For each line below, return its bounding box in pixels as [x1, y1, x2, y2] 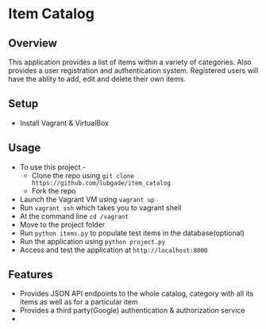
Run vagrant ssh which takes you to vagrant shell [19, 203, 182, 212]
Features [8, 268, 53, 281]
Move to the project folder [19, 220, 106, 229]
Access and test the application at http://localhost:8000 [19, 245, 208, 254]
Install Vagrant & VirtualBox [19, 118, 110, 128]
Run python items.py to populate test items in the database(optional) [19, 228, 245, 238]
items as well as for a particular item [19, 297, 139, 307]
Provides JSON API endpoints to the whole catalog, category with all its [19, 289, 254, 298]
